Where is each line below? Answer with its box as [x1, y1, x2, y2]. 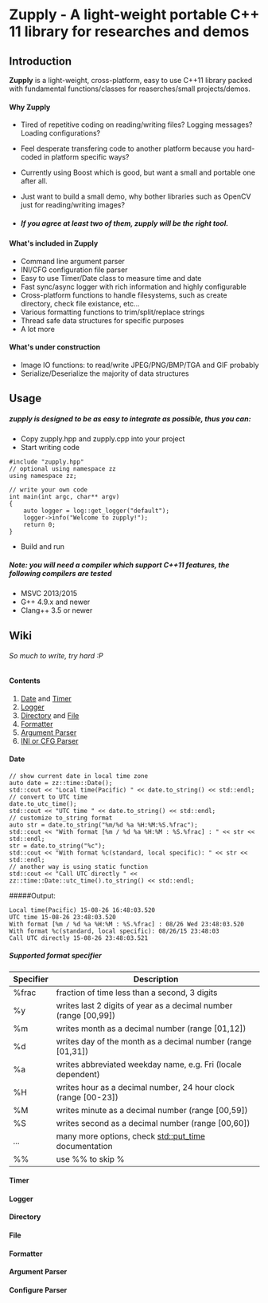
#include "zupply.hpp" [9, 458, 84, 466]
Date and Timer [20, 693, 72, 703]
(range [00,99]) [56, 1009, 116, 1021]
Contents [9, 676, 41, 685]
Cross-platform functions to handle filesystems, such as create [20, 290, 227, 300]
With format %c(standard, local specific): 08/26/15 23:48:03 [9, 927, 219, 935]
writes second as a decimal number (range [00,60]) [56, 1117, 251, 1128]
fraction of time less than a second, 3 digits [56, 987, 218, 998]
